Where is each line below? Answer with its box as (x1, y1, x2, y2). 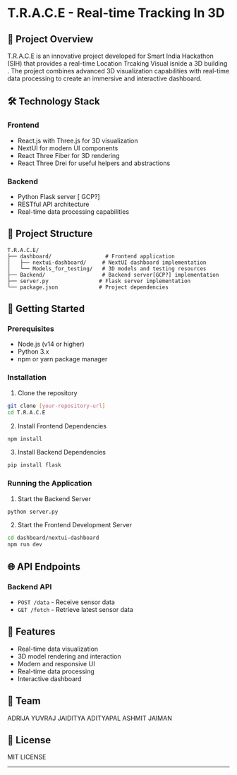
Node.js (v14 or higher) (17, 340, 85, 349)
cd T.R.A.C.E (7, 409, 46, 416)
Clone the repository (17, 388, 78, 397)
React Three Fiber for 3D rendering (17, 151, 120, 160)
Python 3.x (17, 347, 49, 356)
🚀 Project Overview (7, 33, 94, 45)
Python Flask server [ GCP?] (17, 192, 100, 200)
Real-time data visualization (17, 644, 99, 653)
